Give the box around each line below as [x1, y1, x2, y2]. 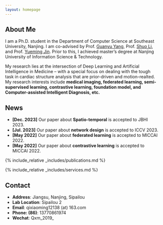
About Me [5, 25, 36, 34]
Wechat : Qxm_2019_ [12, 215, 54, 221]
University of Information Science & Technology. [5, 54, 103, 60]
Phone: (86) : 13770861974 [12, 210, 66, 216]
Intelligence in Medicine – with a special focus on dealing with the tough [5, 69, 151, 75]
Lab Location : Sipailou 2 [12, 200, 62, 205]
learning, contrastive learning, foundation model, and [29, 84, 141, 90]
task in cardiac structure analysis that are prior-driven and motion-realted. [5, 74, 155, 80]
